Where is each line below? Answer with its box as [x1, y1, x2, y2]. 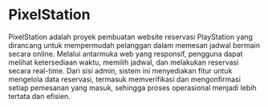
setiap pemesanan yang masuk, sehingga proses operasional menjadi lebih [8, 82, 257, 93]
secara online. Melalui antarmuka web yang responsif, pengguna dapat [8, 49, 243, 58]
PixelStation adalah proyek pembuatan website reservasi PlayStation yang [8, 32, 253, 42]
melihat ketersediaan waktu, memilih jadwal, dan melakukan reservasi [8, 57, 239, 67]
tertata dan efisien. [8, 91, 71, 101]
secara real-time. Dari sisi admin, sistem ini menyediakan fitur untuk [8, 65, 233, 75]
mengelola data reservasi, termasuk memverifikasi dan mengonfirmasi [8, 74, 241, 84]
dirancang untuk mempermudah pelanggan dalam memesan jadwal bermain [8, 40, 261, 50]
